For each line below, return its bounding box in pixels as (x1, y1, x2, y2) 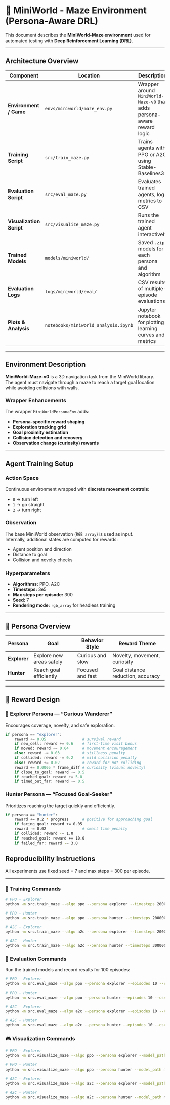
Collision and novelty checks (12, 557, 73, 563)
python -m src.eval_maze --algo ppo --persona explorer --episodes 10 (5, 981, 157, 986)
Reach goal (33, 666, 61, 673)
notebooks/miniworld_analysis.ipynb (45, 322, 133, 328)
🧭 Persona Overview (5, 622, 71, 630)
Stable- (138, 163, 157, 170)
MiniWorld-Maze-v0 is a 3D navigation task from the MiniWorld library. (5, 373, 154, 379)
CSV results (138, 279, 166, 286)
